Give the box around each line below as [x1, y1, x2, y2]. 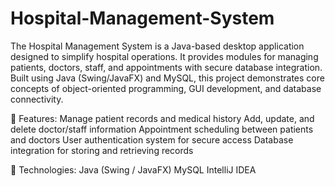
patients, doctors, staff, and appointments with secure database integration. [10, 61, 323, 73]
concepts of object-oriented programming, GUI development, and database [10, 82, 322, 94]
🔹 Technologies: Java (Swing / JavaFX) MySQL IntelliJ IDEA [10, 163, 257, 176]
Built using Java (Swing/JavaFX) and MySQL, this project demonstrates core [10, 72, 325, 84]
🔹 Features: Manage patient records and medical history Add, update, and [10, 112, 315, 124]
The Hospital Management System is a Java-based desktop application [10, 40, 305, 52]
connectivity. [10, 93, 64, 105]
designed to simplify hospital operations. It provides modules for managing [10, 50, 319, 62]
